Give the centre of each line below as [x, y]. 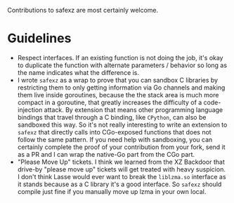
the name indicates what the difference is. [78, 72]
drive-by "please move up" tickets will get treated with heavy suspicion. [122, 169]
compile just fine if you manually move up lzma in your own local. [112, 191]
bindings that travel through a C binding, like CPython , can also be [112, 117]
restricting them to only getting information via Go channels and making [121, 87]
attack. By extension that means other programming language [134, 110]
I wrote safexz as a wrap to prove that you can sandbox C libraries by [118, 80]
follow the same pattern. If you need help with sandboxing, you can [115, 139]
